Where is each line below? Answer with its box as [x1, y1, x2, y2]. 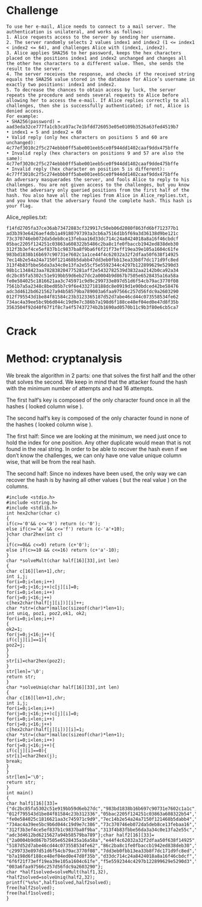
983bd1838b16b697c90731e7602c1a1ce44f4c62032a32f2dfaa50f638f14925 [6, 251, 179, 258]
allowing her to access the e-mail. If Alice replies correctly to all [6, 97, 189, 103]
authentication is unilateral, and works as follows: [6, 28, 144, 35]
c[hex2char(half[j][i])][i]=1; [6, 727, 85, 733]
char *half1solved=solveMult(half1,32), [6, 869, 109, 875]
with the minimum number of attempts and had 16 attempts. [6, 385, 154, 392]
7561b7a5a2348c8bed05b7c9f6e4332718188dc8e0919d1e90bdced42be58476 [6, 283, 179, 289]
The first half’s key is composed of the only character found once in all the [6, 396, 191, 404]
